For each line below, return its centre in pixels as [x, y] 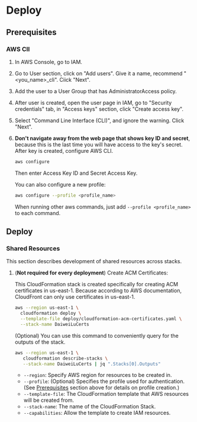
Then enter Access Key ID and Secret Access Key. [76, 173]
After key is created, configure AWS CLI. [64, 151]
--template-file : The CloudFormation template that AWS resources [106, 394]
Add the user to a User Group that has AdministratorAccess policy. [96, 91]
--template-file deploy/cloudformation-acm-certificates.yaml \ [101, 319]
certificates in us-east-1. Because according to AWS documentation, [98, 290]
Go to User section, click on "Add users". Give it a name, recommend [98, 73]
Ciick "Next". [75, 79]
